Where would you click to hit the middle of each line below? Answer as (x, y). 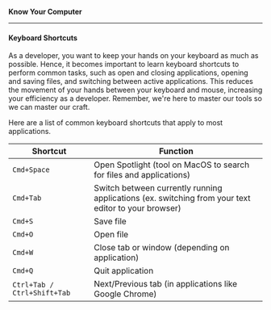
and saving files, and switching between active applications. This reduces (131, 82)
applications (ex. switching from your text (173, 199)
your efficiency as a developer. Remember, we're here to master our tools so (135, 98)
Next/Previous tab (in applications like (166, 284)
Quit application (124, 271)
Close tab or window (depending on (162, 248)
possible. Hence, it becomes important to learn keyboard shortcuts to (124, 65)
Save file (110, 221)
